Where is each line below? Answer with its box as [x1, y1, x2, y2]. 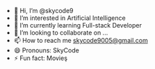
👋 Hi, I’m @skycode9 [13, 7, 74, 14]
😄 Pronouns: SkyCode [13, 46, 80, 55]
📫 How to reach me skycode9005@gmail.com [13, 37, 148, 44]
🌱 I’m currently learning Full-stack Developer [13, 21, 142, 29]
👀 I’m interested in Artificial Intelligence [13, 14, 127, 22]
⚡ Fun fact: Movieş [13, 54, 68, 62]
